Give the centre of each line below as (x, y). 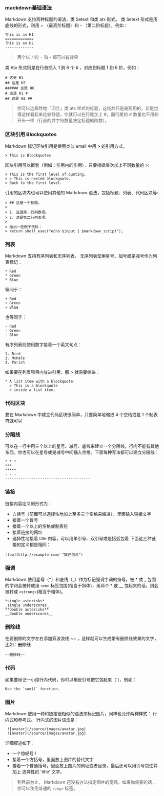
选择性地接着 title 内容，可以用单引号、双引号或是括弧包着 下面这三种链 (84, 538)
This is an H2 (20, 43)
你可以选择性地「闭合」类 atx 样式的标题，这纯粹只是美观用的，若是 (85, 108)
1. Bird (13, 354)
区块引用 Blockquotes (31, 135)
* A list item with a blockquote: (40, 381)
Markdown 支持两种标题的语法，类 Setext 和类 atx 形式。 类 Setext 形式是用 (81, 19)
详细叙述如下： (20, 743)
